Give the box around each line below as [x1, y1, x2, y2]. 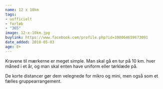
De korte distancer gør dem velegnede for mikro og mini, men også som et [5, 73, 159, 79]
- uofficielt [5, 16, 32, 21]
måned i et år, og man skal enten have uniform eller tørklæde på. [5, 63, 138, 69]
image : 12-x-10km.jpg [5, 30, 50, 35]
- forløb [5, 21, 23, 26]
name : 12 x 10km [5, 7, 39, 12]
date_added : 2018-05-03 [5, 40, 55, 45]
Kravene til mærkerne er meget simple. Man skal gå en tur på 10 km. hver [5, 58, 156, 64]
